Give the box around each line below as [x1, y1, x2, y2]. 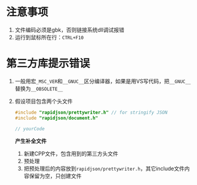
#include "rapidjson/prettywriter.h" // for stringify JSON [14, 109, 168, 115]
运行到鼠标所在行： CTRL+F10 [14, 33, 84, 40]
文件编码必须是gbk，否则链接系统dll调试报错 [14, 26, 124, 33]
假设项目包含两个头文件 [14, 98, 73, 105]
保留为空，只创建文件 [29, 172, 82, 179]
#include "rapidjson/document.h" [14, 115, 98, 121]
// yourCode [14, 126, 45, 131]
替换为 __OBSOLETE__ [14, 84, 63, 92]
